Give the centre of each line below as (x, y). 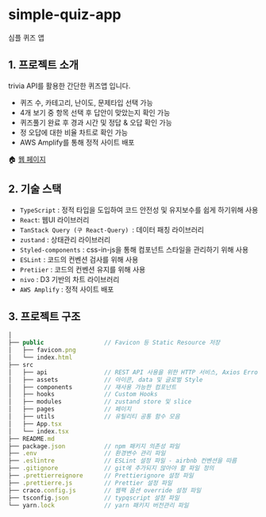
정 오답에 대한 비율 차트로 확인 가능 (74, 132)
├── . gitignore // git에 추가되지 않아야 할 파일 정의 (111, 469)
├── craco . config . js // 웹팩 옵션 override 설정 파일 (105, 490)
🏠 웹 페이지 (27, 159)
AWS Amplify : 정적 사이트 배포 (67, 289)
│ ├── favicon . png (42, 350)
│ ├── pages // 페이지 (70, 409)
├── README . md (32, 438)
